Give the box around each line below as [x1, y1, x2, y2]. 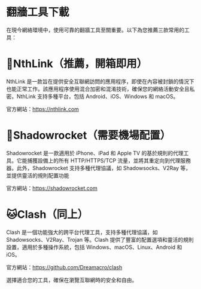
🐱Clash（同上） [6, 208, 89, 221]
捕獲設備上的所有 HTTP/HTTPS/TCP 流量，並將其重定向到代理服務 [26, 156, 191, 164]
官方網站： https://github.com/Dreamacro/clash [6, 263, 123, 270]
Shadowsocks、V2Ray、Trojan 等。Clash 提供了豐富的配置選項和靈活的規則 [6, 236, 194, 243]
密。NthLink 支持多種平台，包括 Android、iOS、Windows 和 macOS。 [6, 93, 179, 100]
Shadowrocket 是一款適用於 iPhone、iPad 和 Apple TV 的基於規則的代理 [6, 149, 184, 156]
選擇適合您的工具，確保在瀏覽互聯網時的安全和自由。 [6, 276, 138, 284]
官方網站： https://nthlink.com [6, 105, 80, 112]
